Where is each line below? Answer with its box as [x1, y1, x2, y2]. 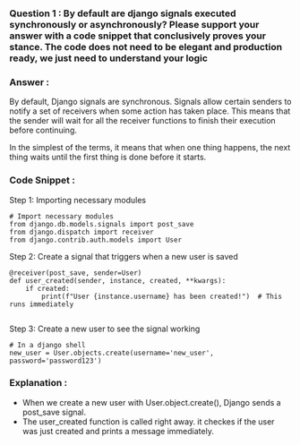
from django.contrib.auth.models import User [9, 235, 182, 244]
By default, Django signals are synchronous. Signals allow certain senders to [9, 97, 292, 107]
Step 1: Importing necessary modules [9, 194, 146, 205]
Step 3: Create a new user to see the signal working [9, 323, 201, 334]
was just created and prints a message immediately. [21, 425, 215, 436]
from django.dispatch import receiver [9, 227, 154, 236]
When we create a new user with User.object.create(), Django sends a [21, 397, 281, 407]
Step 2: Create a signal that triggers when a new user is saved [9, 251, 239, 261]
